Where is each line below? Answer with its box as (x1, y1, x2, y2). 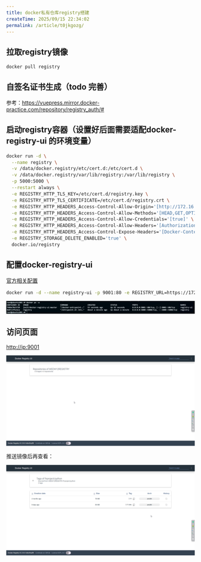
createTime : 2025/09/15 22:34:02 (6, 16, 90, 22)
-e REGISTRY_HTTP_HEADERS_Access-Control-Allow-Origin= (11, 204, 154, 210)
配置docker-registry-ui (6, 260, 93, 270)
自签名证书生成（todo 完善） (6, 82, 112, 92)
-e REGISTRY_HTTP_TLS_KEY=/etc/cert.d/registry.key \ (11, 191, 148, 197)
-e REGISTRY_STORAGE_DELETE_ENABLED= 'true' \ (11, 235, 127, 241)
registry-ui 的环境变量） (6, 136, 96, 147)
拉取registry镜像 (6, 47, 68, 57)
